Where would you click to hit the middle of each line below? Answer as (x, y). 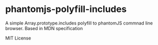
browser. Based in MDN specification (44, 28)
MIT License (18, 38)
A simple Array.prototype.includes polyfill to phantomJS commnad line (79, 23)
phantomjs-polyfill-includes (66, 9)
